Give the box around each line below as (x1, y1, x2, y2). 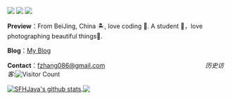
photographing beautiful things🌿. (7, 32, 103, 40)
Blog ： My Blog (7, 46, 51, 55)
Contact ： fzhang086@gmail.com (7, 62, 105, 69)
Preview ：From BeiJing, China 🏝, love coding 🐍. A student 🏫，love (7, 22, 203, 30)
